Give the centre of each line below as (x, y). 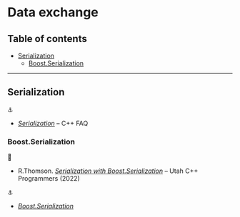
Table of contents (47, 39)
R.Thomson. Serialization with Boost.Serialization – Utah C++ (108, 171)
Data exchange (53, 12)
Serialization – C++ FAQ (53, 123)
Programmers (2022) (49, 179)
